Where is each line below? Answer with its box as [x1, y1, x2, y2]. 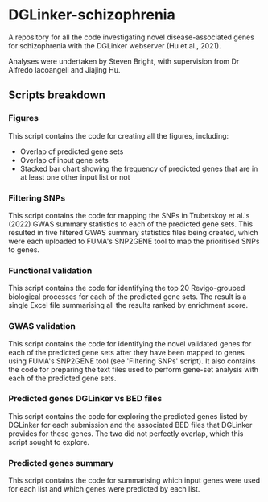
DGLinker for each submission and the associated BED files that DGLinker [8, 420, 253, 429]
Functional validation [8, 264, 93, 276]
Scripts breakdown [8, 89, 106, 102]
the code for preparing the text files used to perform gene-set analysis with [8, 364, 259, 374]
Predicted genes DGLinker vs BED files [8, 393, 163, 405]
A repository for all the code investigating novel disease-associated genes [8, 32, 255, 42]
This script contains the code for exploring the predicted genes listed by [8, 411, 248, 421]
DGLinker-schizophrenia [8, 6, 175, 24]
